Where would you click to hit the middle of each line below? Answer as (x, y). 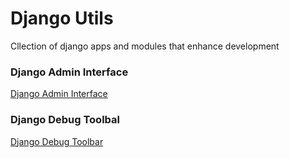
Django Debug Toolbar (57, 141)
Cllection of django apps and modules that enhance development (145, 46)
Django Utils (62, 18)
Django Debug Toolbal (65, 120)
